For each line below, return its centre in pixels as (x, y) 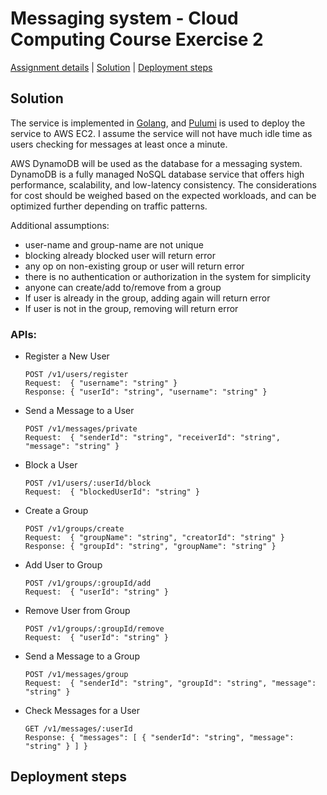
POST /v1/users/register (76, 375)
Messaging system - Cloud (124, 18)
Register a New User (67, 356)
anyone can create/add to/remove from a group (123, 287)
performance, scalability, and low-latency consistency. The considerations (164, 184)
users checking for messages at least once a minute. (119, 144)
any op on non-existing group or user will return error (134, 266)
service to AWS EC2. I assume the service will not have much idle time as (161, 133)
